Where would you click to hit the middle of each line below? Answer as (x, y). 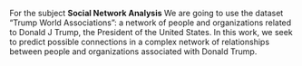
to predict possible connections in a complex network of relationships (140, 42)
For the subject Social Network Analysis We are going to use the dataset (146, 13)
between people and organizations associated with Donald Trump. (133, 52)
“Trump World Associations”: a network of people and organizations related (151, 23)
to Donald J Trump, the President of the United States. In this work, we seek (151, 32)
